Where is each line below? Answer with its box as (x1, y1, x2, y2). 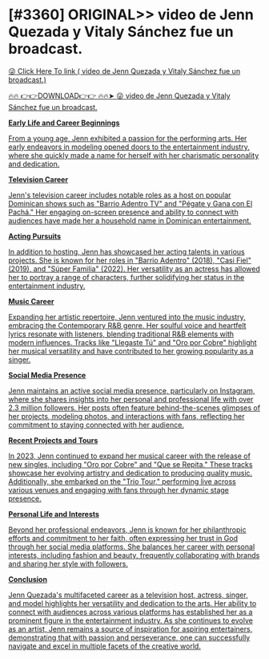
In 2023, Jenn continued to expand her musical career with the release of (8, 451, 251, 461)
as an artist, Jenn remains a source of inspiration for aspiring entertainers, (8, 624, 253, 633)
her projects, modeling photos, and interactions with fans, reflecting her (8, 411, 245, 421)
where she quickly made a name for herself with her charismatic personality (8, 150, 259, 160)
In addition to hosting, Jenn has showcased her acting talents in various (8, 246, 246, 256)
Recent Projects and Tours (8, 435, 98, 445)
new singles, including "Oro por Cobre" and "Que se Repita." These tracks (8, 459, 253, 469)
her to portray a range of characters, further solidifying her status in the (8, 272, 245, 282)
